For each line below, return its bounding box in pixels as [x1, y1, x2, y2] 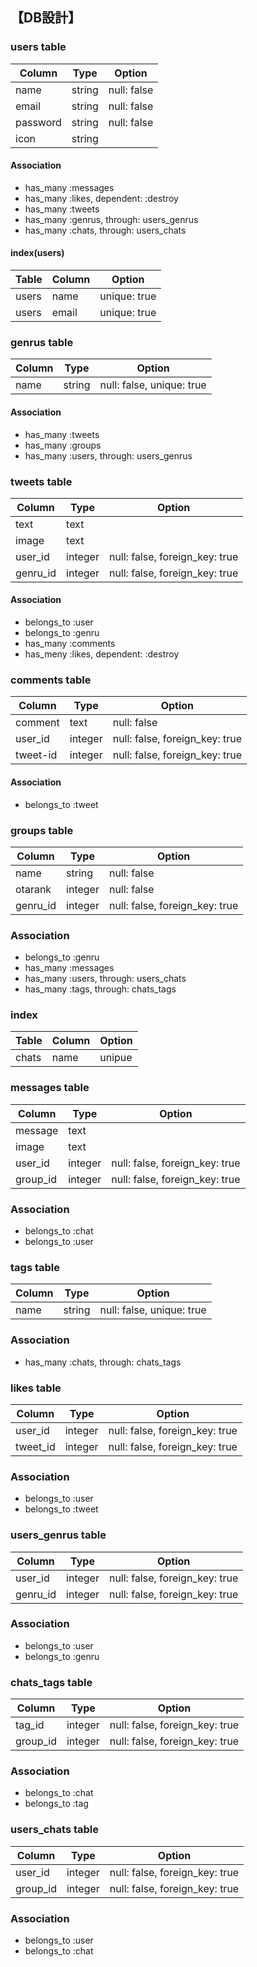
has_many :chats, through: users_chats [24, 224, 187, 236]
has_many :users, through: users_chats [24, 973, 187, 985]
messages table [10, 1081, 90, 1095]
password [15, 115, 62, 129]
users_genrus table [10, 1528, 107, 1542]
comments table [10, 673, 92, 687]
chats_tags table [10, 1675, 93, 1689]
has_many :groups [24, 439, 102, 451]
